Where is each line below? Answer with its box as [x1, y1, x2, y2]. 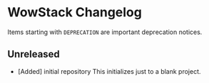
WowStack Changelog [7, 4, 143, 21]
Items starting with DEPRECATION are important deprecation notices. [7, 28, 203, 36]
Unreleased [7, 48, 61, 60]
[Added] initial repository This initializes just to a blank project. [17, 67, 201, 75]
